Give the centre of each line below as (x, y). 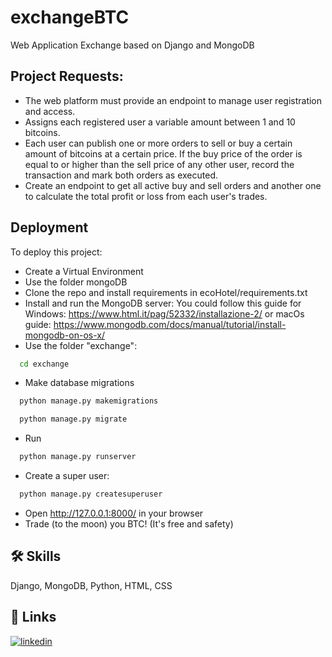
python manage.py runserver (78, 457)
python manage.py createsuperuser (91, 494)
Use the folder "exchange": (81, 345)
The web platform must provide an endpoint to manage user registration (173, 100)
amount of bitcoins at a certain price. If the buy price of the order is (163, 153)
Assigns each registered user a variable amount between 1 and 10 (160, 122)
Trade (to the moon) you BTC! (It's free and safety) (129, 523)
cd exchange (44, 364)
